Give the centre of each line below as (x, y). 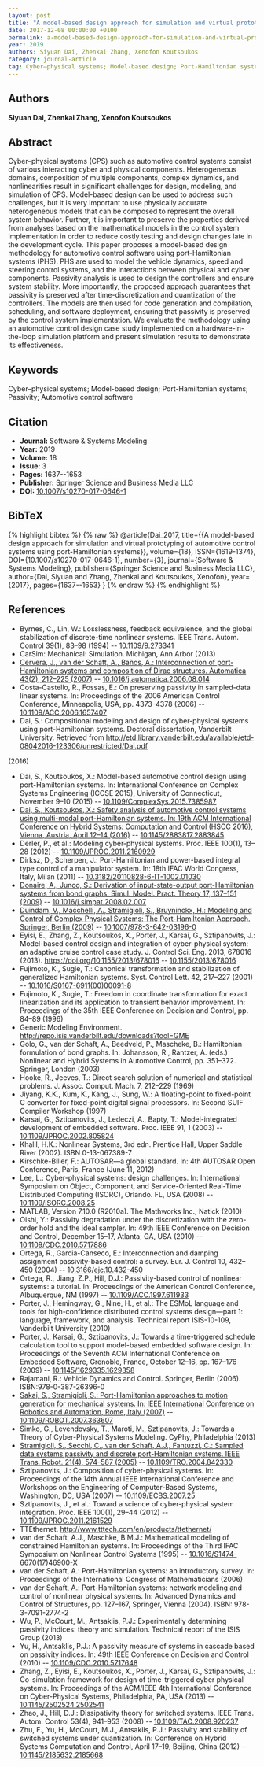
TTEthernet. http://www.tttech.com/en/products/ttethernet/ (115, 1529)
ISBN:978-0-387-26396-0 (62, 1387)
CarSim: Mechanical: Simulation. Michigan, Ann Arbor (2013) (117, 653)
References (37, 610)
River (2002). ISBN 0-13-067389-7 (75, 1152)
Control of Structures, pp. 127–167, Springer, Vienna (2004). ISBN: (126, 1604)
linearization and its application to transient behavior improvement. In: (132, 1002)
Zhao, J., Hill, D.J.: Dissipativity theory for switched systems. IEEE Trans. (136, 1713)
